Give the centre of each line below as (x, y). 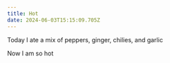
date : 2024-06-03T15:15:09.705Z (54, 20)
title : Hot (23, 13)
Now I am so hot (30, 53)
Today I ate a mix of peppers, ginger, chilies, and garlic (85, 39)
